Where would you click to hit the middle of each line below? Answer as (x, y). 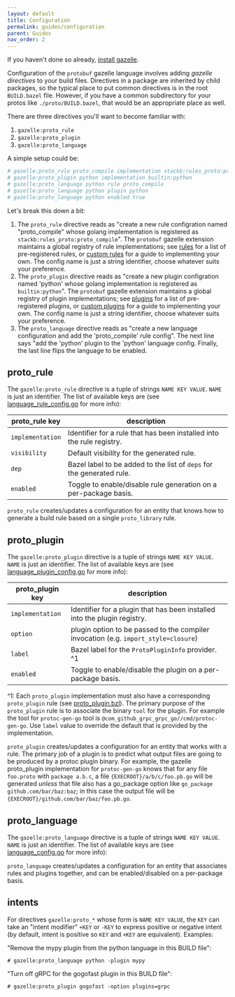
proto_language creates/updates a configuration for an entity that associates (117, 866)
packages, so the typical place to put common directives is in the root (108, 88)
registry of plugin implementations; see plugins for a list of (101, 299)
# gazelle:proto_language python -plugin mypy (76, 961)
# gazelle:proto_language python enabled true (76, 197)
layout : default (31, 14)
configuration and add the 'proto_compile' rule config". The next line (116, 336)
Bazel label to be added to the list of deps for (140, 464)
